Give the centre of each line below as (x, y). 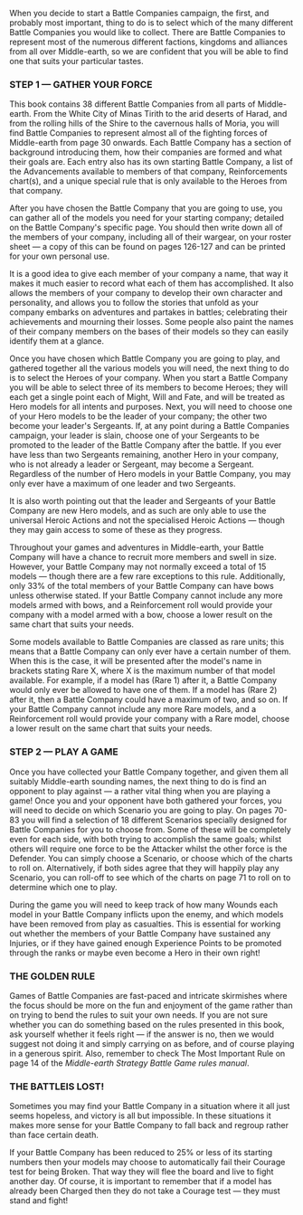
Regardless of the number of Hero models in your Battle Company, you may (150, 474)
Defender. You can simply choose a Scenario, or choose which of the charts (151, 858)
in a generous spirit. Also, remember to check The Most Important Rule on (147, 1053)
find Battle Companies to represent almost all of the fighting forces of (139, 133)
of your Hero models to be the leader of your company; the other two (138, 416)
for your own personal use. (60, 256)
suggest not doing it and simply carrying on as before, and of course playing (152, 1043)
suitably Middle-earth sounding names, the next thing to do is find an (138, 781)
